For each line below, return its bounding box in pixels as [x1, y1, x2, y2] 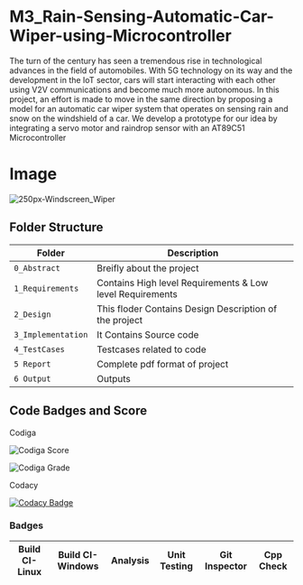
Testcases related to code [96, 343, 207, 356]
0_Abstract [14, 263, 60, 273]
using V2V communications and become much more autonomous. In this [9, 84, 280, 95]
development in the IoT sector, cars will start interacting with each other [9, 74, 277, 85]
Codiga [9, 427, 37, 438]
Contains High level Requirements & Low [96, 276, 269, 289]
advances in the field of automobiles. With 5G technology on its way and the [9, 65, 293, 76]
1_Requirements [14, 283, 79, 293]
